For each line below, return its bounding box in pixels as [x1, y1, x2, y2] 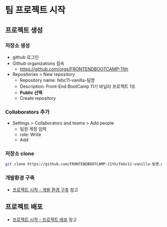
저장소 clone [5, 150, 35, 157]
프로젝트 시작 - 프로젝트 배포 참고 [12, 217, 77, 223]
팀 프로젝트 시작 [5, 4, 66, 16]
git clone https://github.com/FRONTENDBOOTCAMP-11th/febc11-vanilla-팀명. [5, 162, 162, 167]
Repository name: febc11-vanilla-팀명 [19, 77, 95, 83]
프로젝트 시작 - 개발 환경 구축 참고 [12, 187, 79, 193]
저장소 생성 [5, 42, 30, 49]
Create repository [19, 95, 56, 101]
